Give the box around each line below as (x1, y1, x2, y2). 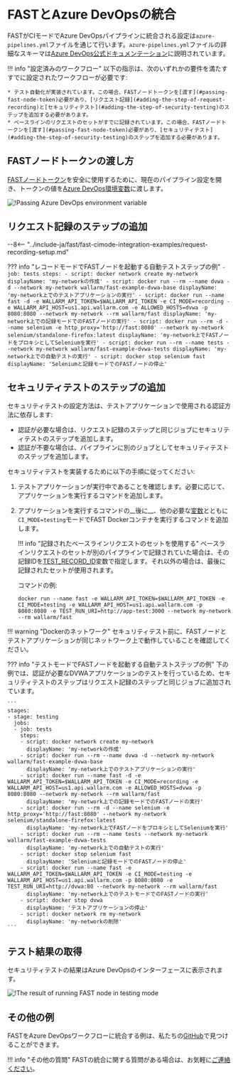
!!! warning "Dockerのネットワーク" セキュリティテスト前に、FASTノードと (7, 627, 227, 636)
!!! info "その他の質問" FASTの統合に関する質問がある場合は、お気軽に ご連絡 (7, 1056, 231, 1063)
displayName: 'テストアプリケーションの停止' (26, 904, 148, 912)
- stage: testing (7, 714, 59, 721)
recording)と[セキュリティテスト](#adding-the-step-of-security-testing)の (7, 104, 225, 111)
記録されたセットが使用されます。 (17, 566, 117, 574)
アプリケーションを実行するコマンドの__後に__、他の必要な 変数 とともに (17, 506, 229, 515)
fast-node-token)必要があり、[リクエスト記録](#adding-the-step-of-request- (7, 96, 226, 103)
